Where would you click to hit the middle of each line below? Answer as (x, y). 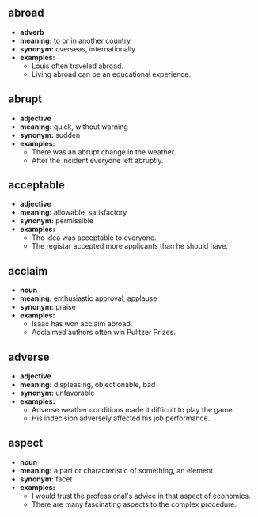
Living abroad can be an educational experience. (111, 74)
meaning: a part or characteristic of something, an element (116, 470)
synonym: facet (46, 479)
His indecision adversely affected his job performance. (121, 418)
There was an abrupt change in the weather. (104, 152)
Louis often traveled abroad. (78, 66)
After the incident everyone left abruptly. (97, 160)
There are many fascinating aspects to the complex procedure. (134, 504)
